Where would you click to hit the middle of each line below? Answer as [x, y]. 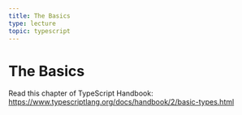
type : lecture [32, 23]
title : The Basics [39, 16]
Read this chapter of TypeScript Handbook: [81, 93]
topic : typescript [39, 31]
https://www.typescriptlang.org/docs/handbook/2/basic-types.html [121, 102]
